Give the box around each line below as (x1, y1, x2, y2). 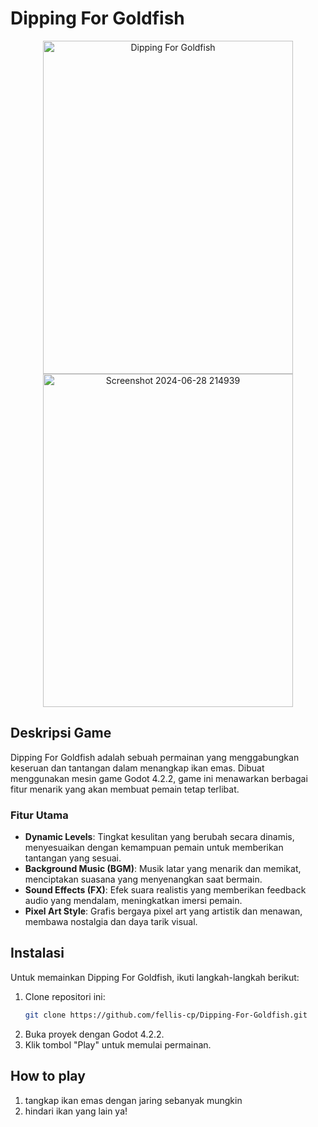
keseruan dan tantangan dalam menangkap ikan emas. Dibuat (10, 762, 265, 774)
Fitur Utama (10, 808, 69, 822)
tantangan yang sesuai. (24, 852, 122, 864)
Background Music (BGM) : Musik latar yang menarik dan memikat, (24, 863, 302, 875)
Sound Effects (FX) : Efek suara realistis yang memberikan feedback (24, 884, 307, 896)
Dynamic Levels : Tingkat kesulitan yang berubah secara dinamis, (24, 831, 295, 843)
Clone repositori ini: (24, 990, 106, 1002)
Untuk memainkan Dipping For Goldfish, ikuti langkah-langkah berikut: (10, 971, 300, 983)
